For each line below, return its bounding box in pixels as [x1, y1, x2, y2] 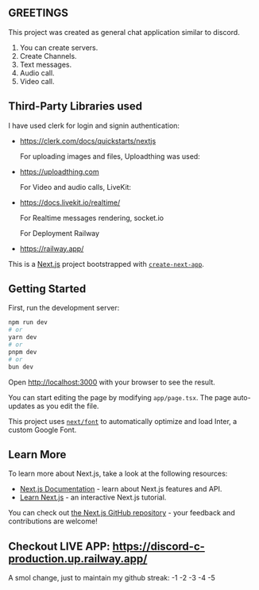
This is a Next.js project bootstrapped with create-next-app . [8, 259, 205, 268]
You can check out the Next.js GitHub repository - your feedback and [8, 508, 236, 518]
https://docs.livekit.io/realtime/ [19, 198, 121, 207]
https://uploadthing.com [19, 167, 99, 176]
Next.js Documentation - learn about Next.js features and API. [19, 484, 222, 494]
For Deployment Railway [19, 228, 100, 237]
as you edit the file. [37, 401, 99, 411]
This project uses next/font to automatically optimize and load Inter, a [8, 416, 238, 426]
